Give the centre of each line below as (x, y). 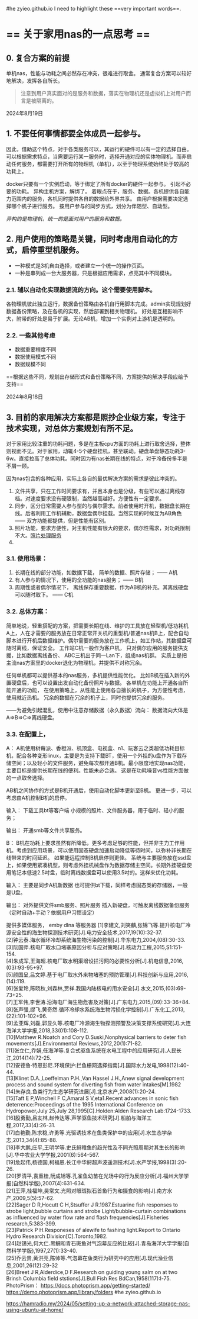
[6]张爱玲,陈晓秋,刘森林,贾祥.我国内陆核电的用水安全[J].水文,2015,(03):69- (96, 988)
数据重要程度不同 (35, 349)
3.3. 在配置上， (28, 734)
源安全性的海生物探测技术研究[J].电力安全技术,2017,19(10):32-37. (84, 932)
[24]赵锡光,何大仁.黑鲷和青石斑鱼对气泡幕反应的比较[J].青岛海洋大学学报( (95, 1243)
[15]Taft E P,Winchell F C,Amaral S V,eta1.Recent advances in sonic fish (92, 1098)
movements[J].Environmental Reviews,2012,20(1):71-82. (74, 1043)
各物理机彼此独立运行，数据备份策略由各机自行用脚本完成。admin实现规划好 (99, 304)
